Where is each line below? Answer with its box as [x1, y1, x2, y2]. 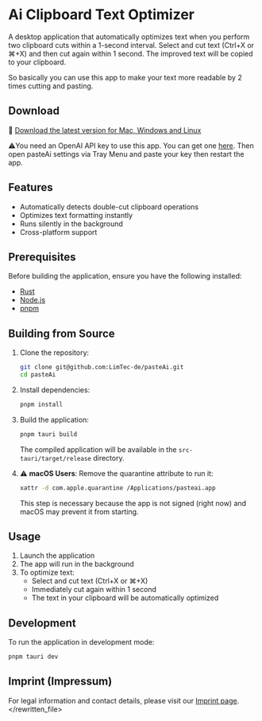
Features [8, 181, 53, 194]
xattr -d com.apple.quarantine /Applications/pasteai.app [19, 484, 216, 492]
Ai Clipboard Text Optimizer [8, 6, 195, 24]
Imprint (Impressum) [8, 675, 113, 688]
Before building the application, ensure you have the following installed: [8, 271, 242, 281]
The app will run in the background [19, 559, 135, 569]
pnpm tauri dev [8, 653, 59, 661]
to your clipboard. [8, 57, 67, 67]
